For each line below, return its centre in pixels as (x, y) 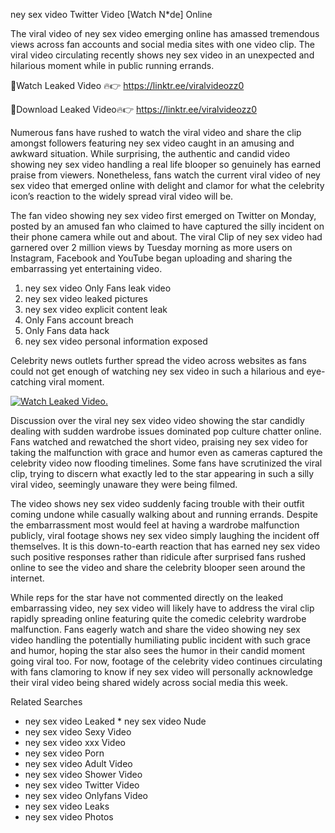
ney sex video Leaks (67, 806)
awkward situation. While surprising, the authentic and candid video (150, 153)
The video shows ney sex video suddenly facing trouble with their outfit (157, 503)
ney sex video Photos (69, 817)
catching (28, 382)
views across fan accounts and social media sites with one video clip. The (163, 44)
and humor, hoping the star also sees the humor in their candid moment (158, 650)
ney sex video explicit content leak (96, 309)
